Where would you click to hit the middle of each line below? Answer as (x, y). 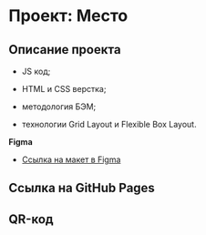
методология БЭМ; (59, 107)
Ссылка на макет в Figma (71, 159)
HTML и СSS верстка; (64, 89)
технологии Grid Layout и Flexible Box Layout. (109, 124)
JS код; (36, 71)
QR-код (31, 219)
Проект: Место (68, 16)
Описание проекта (65, 50)
